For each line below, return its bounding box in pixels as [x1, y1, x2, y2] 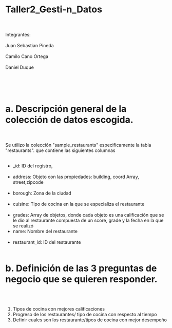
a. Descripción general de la [5, 103, 127, 115]
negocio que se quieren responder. [5, 274, 158, 285]
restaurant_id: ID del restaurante [12, 239, 81, 245]
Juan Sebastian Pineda [5, 42, 54, 48]
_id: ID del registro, [12, 163, 53, 169]
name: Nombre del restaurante [12, 228, 78, 234]
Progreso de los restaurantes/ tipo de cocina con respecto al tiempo [12, 311, 157, 317]
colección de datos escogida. [5, 114, 133, 126]
